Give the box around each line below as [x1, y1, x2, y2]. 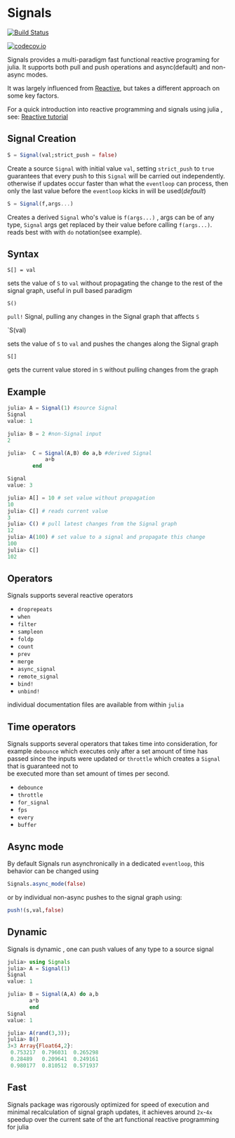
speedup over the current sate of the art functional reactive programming [7, 1115, 220, 1123]
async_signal [17, 666, 56, 673]
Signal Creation [7, 133, 76, 145]
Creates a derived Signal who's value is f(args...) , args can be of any [7, 213, 215, 221]
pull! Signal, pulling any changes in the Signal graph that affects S [7, 313, 200, 321]
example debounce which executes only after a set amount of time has [7, 747, 208, 756]
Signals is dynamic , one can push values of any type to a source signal [7, 945, 214, 953]
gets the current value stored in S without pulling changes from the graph [7, 365, 219, 374]
